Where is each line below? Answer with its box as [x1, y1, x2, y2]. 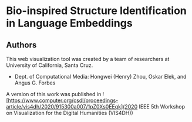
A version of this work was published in [6, 91, 102, 97]
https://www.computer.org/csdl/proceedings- [8, 97, 119, 104]
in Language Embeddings [6, 16, 133, 30]
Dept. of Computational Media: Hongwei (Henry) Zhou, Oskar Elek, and [14, 73, 187, 80]
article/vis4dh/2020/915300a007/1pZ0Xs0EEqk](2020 [6, 103, 138, 110]
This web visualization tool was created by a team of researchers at [6, 56, 170, 62]
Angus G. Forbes [14, 79, 56, 86]
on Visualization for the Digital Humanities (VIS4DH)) [6, 110, 133, 116]
